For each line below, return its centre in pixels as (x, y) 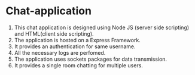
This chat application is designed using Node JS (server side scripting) (102, 27)
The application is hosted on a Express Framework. (77, 40)
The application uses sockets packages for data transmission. (91, 59)
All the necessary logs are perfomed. (60, 52)
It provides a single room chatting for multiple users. (78, 65)
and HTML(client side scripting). (54, 33)
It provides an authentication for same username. (75, 46)
